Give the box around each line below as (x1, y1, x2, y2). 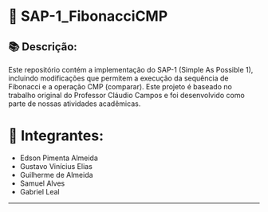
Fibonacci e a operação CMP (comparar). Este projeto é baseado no (8, 82, 233, 91)
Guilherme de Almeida (19, 170, 93, 179)
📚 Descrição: (8, 40, 77, 53)
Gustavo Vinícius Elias (19, 161, 93, 171)
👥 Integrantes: (8, 127, 104, 145)
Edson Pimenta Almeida (19, 153, 98, 163)
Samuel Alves (19, 179, 65, 188)
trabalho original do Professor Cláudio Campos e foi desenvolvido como (8, 91, 245, 100)
